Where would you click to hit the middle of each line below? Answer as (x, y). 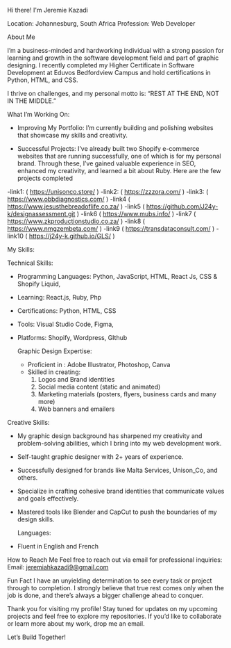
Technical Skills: (30, 263)
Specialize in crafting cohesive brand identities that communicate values (121, 491)
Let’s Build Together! (36, 637)
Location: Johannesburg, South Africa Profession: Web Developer (101, 23)
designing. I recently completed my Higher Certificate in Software (101, 65)
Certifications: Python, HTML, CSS (67, 311)
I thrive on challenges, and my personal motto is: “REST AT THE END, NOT (113, 94)
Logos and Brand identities (76, 379)
